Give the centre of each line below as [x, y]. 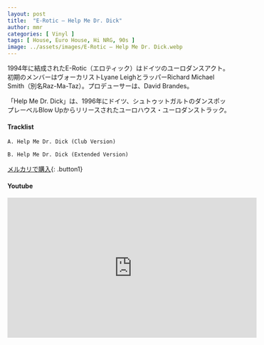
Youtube [20, 186]
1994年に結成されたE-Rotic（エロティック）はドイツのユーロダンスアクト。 [118, 68]
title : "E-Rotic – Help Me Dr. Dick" [65, 21]
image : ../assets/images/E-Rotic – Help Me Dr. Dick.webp [95, 47]
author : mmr [25, 27]
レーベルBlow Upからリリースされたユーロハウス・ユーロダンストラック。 [122, 110]
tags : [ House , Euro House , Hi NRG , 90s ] [71, 41]
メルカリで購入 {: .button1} [45, 169]
